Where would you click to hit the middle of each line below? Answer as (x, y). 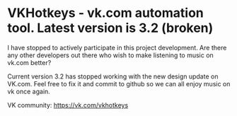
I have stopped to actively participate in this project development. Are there (117, 47)
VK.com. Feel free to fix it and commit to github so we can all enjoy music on (119, 83)
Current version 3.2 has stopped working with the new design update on (113, 76)
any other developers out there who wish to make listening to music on (110, 55)
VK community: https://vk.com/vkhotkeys (68, 105)
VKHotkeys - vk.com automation (105, 13)
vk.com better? (29, 62)
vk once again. (29, 91)
